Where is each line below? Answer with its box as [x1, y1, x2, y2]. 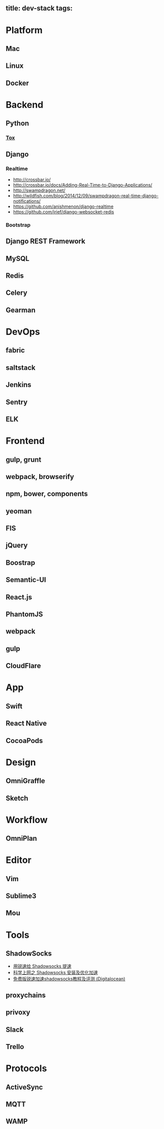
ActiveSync [6, 1082, 43, 1092]
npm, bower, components [6, 490, 88, 498]
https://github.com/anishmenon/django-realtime [13, 203, 114, 209]
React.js [6, 593, 32, 601]
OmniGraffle [6, 776, 45, 786]
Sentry [6, 398, 28, 406]
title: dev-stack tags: [6, 4, 73, 13]
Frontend [6, 435, 45, 447]
